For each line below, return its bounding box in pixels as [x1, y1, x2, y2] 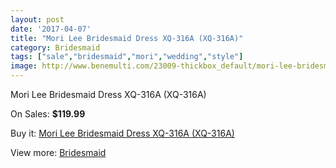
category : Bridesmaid [10, 42, 101, 53]
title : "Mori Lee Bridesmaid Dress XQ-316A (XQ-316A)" [10, 33, 244, 43]
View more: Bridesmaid [10, 147, 107, 158]
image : [10, 61, 38, 71]
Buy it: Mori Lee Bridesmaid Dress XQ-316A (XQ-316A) [10, 127, 235, 139]
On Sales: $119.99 [10, 108, 86, 120]
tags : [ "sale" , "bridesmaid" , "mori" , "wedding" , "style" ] [10, 52, 244, 62]
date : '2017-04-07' [10, 24, 92, 34]
